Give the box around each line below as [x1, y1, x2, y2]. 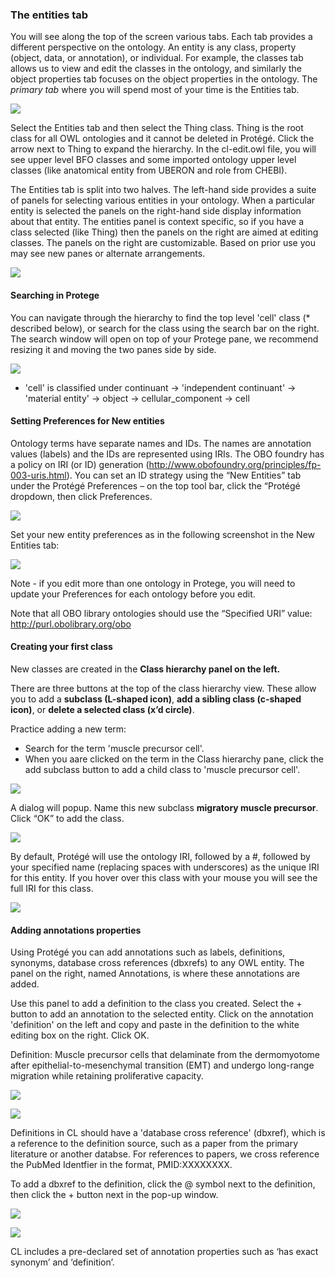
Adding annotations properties [10, 924, 142, 936]
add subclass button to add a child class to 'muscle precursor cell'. [24, 763, 301, 775]
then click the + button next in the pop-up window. [10, 1189, 219, 1201]
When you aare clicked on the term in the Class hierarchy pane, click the [24, 753, 325, 765]
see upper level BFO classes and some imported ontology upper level [10, 154, 297, 166]
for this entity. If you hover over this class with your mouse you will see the [10, 871, 318, 883]
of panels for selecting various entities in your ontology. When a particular [10, 194, 316, 207]
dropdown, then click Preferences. [10, 490, 153, 502]
